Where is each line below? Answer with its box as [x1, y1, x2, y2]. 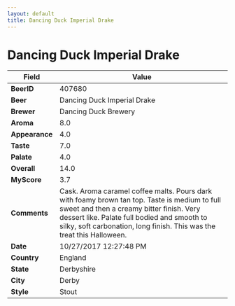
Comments [10, 208, 49, 218]
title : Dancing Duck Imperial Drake [7, 17, 114, 24]
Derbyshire [59, 264, 97, 274]
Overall [10, 164, 36, 174]
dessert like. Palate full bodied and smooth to [59, 213, 208, 223]
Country [10, 253, 39, 263]
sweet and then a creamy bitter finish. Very [59, 204, 201, 214]
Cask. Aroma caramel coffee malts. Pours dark [59, 186, 213, 196]
